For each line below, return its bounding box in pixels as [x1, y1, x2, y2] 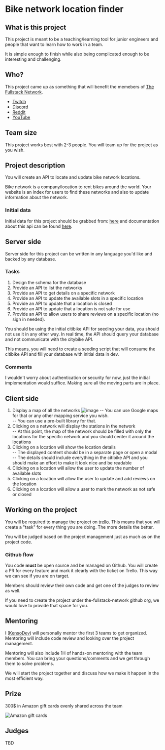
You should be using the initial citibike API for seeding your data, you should [5, 326, 159, 332]
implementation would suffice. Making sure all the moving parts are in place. [5, 380, 160, 386]
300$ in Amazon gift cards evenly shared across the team [5, 703, 123, 708]
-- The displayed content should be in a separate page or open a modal [12, 449, 158, 455]
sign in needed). [12, 316, 46, 322]
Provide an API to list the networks [12, 285, 82, 291]
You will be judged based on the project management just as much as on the [5, 534, 161, 540]
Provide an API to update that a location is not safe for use [12, 305, 131, 312]
